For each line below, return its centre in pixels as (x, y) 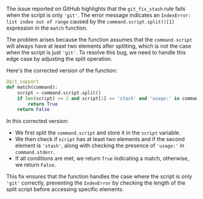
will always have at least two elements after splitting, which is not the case (99, 46)
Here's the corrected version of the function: (62, 71)
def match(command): (32, 87)
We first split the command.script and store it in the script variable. (98, 133)
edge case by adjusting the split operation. (60, 59)
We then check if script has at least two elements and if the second (100, 139)
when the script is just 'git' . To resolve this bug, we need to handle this (96, 52)
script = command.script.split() (59, 93)
